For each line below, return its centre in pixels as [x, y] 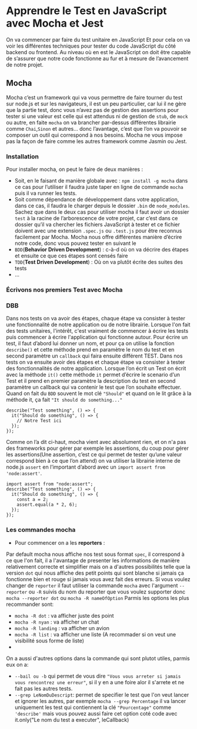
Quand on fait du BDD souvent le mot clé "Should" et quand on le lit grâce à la [99, 393]
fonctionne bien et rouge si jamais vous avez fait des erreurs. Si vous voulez [98, 579]
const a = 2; [33, 500]
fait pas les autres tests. [44, 688]
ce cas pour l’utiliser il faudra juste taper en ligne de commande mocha [99, 187]
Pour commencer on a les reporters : [60, 542]
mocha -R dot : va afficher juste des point [64, 615]
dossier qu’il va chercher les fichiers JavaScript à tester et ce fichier [97, 224]
